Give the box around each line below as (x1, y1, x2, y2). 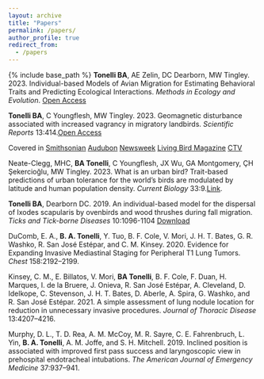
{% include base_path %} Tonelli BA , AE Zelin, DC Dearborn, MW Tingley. (8, 71, 250, 79)
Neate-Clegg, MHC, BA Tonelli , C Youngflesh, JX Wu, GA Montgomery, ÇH (8, 159, 254, 167)
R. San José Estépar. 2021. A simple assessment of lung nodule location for (8, 297, 255, 306)
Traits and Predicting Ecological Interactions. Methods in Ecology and (8, 87, 235, 96)
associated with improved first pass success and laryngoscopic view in (8, 346, 241, 355)
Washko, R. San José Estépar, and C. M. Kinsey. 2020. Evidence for (8, 239, 229, 249)
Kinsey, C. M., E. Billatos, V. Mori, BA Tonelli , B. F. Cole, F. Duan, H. (8, 272, 228, 281)
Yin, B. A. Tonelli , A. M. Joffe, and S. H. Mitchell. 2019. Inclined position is (8, 338, 248, 347)
